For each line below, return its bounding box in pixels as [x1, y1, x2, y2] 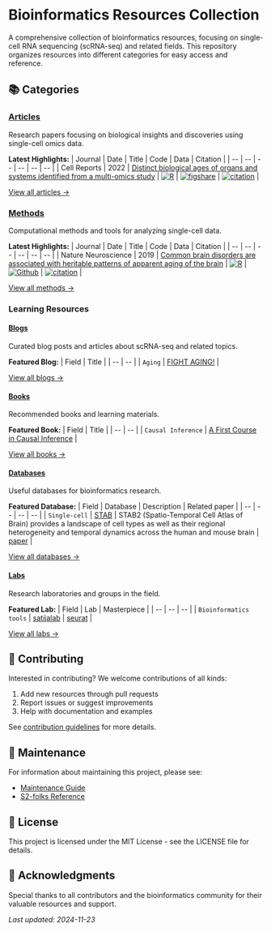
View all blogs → [8, 373, 64, 383]
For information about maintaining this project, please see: [8, 767, 203, 777]
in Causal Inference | [8, 434, 78, 444]
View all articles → [8, 187, 70, 196]
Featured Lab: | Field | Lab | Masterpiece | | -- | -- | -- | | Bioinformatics [8, 604, 249, 614]
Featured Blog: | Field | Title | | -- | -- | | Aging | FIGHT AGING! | [8, 357, 220, 367]
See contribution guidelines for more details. [8, 722, 156, 732]
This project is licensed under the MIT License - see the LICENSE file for [8, 837, 249, 847]
